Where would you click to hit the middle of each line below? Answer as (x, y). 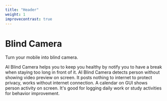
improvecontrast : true (29, 19)
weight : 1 (15, 14)
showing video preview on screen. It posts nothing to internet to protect (79, 78)
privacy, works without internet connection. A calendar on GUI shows (77, 83)
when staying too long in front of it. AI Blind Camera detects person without (83, 72)
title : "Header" (22, 10)
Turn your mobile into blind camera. (42, 57)
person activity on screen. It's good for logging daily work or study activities (83, 88)
